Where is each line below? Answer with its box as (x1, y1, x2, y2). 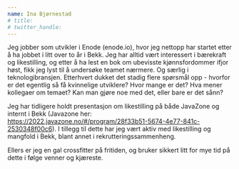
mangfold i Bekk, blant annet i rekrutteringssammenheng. (7, 132, 176, 141)
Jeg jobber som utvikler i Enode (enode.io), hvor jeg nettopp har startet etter (7, 43, 232, 52)
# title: (7, 17, 34, 24)
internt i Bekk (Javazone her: (7, 109, 92, 118)
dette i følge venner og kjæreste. (7, 153, 103, 162)
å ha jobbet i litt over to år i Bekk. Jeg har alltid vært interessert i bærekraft (7, 50, 227, 59)
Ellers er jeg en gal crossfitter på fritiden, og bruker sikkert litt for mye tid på (7, 146, 230, 155)
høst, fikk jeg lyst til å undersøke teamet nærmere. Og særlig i (7, 65, 189, 75)
